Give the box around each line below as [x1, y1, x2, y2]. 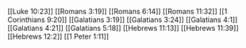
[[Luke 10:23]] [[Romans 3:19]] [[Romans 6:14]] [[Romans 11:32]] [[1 [7, 7, 228, 16]
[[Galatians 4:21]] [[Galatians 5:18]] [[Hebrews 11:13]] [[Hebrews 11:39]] [7, 24, 239, 32]
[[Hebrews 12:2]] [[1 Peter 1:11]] [7, 31, 110, 41]
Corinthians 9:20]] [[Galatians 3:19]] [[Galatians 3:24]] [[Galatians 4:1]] [7, 15, 238, 24]
